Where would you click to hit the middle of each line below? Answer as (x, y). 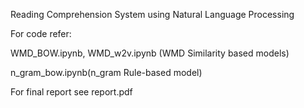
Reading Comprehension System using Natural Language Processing (152, 14)
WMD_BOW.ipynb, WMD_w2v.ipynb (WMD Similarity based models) (150, 53)
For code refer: (41, 33)
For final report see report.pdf (71, 92)
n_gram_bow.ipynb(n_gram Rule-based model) (106, 72)
